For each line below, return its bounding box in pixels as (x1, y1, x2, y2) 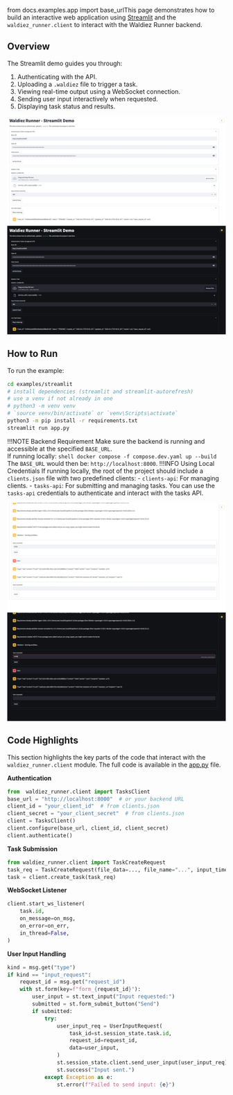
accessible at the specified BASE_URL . (7, 444, 112, 453)
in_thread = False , (19, 930, 70, 937)
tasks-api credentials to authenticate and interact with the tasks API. (7, 489, 204, 497)
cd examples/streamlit (7, 381, 73, 387)
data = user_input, (69, 1044, 119, 1051)
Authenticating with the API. (17, 72, 97, 81)
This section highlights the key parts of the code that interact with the (7, 753, 206, 761)
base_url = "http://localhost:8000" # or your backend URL (7, 795, 185, 803)
